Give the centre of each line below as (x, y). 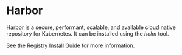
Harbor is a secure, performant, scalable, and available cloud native (91, 27)
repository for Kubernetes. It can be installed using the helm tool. (88, 33)
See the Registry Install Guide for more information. (71, 45)
